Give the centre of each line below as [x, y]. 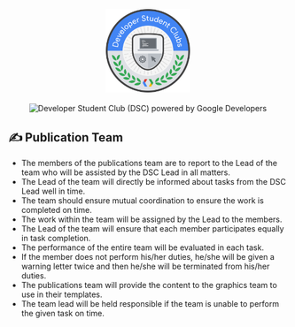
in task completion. [56, 238]
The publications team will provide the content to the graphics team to [149, 285]
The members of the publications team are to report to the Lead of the [149, 163]
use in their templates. [62, 294]
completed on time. [56, 210]
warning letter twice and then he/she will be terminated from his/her [145, 266]
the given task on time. [63, 313]
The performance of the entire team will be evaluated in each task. [143, 247]
